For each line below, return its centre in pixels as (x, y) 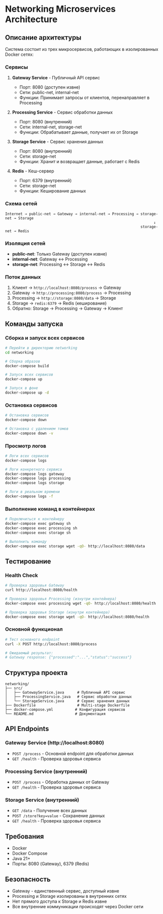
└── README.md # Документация (55, 714)
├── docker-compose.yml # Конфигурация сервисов (65, 710)
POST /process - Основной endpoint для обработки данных (73, 753)
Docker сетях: (20, 54)
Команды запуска (34, 324)
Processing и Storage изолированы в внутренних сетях (69, 896)
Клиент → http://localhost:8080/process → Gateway (67, 288)
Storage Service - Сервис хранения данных (58, 142)
